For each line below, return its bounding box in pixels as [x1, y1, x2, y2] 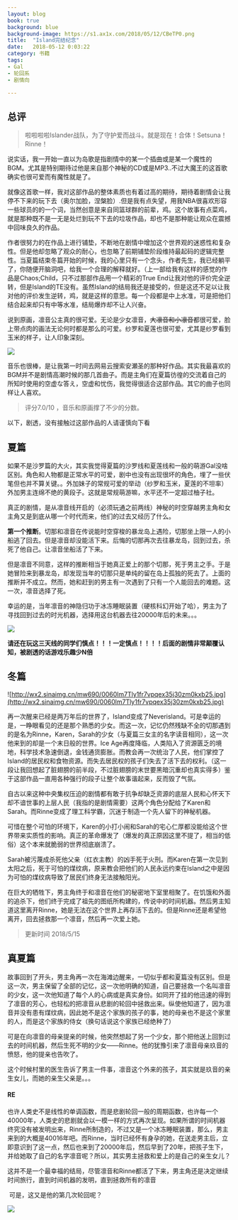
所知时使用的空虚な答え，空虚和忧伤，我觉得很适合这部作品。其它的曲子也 [7, 379, 225, 388]
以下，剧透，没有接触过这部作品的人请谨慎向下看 [7, 418, 150, 427]
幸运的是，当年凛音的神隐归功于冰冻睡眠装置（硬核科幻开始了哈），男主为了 [7, 601, 228, 610]
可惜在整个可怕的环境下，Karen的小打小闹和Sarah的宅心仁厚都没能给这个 [7, 822, 222, 831]
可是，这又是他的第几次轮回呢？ [8, 1190, 103, 1199]
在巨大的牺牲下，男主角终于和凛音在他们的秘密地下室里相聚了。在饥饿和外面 [7, 888, 231, 896]
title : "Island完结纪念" [7, 37, 80, 44]
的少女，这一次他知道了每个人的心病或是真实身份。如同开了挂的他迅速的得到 [7, 990, 231, 998]
